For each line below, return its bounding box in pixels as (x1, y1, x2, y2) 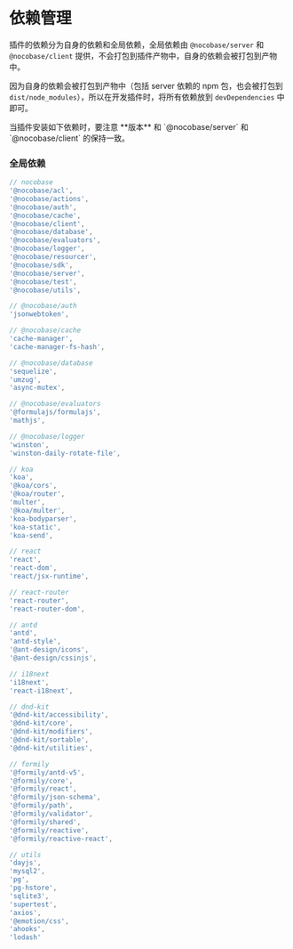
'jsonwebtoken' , (9, 310, 69, 319)
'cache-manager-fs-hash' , (9, 342, 105, 352)
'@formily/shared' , (9, 817, 82, 826)
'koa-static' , (9, 523, 62, 531)
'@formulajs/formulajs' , (9, 408, 101, 417)
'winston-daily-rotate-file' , (9, 449, 122, 458)
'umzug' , (9, 375, 42, 384)
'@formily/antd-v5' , (9, 767, 86, 777)
